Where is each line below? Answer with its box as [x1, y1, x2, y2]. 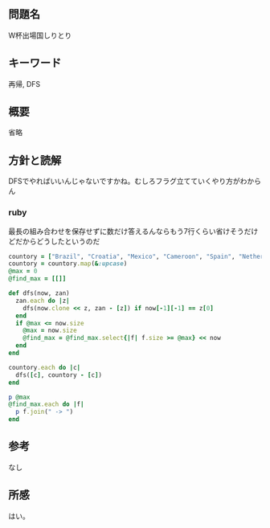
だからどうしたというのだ [14, 236, 100, 246]
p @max [8, 393, 31, 401]
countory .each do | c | [8, 363, 81, 371]
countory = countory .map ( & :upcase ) [8, 260, 128, 268]
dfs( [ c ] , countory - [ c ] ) [15, 370, 103, 379]
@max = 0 [8, 268, 38, 276]
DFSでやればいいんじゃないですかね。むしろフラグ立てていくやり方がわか [8, 176, 255, 186]
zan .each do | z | [15, 297, 70, 305]
